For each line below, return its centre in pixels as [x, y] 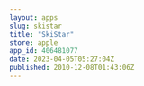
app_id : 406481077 [44, 51]
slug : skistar [36, 26]
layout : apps [34, 17]
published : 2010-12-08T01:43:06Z [72, 68]
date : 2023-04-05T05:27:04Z [62, 59]
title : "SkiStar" [42, 34]
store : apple [34, 43]
